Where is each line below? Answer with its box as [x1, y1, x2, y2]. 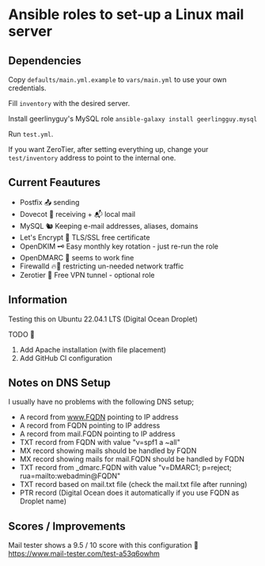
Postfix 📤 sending [19, 197, 80, 207]
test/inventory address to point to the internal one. [8, 153, 176, 162]
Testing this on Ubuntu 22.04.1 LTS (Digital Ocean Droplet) [8, 314, 198, 324]
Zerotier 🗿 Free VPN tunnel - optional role [19, 270, 155, 279]
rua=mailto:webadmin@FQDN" [19, 471, 121, 481]
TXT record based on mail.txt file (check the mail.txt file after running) [19, 480, 248, 489]
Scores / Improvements [8, 519, 126, 533]
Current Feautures [8, 176, 101, 189]
